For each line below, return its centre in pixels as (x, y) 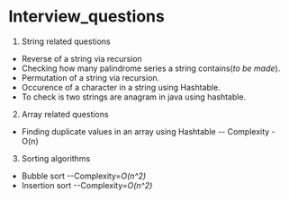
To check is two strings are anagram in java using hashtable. (134, 97)
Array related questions (65, 114)
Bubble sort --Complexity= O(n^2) (84, 176)
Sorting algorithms (56, 158)
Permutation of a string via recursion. (90, 77)
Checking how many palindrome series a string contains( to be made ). (151, 68)
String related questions (66, 41)
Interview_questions (87, 17)
